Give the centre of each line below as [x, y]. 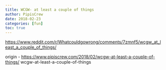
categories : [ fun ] [24, 23]
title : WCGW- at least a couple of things [50, 10]
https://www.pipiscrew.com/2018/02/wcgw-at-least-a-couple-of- [88, 57]
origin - [13, 57]
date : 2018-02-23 [23, 19]
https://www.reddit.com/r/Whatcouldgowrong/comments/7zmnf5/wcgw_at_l [83, 42]
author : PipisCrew [24, 14]
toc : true [15, 28]
